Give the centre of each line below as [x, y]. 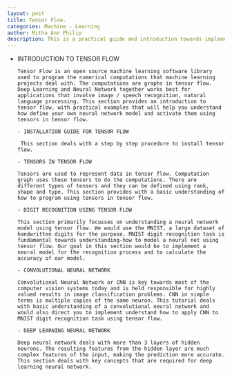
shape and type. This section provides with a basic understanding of [121, 192]
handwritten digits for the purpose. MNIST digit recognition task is [121, 234]
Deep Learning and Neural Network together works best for [104, 90]
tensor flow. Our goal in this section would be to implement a [112, 246]
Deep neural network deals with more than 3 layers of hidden [108, 343]
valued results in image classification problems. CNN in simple [113, 295]
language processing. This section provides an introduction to [112, 102]
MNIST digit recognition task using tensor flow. [90, 319]
